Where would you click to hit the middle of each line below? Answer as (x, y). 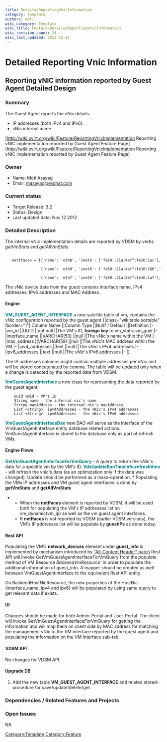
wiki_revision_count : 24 (31, 33)
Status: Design (27, 212)
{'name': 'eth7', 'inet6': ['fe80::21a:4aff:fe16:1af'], (101, 277)
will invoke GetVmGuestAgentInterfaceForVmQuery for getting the (73, 621)
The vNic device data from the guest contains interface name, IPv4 (74, 287)
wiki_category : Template (31, 24)
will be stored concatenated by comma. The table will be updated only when (83, 367)
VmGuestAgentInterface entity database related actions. (63, 428)
